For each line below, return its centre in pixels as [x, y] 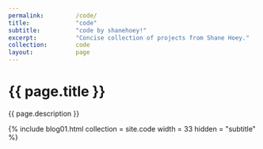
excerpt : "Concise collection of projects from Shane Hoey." [129, 38]
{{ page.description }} [44, 113]
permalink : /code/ [53, 15]
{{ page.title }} [57, 92]
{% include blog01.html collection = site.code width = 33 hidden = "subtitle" [132, 128]
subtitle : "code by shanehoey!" [78, 30]
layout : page [49, 52]
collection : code [49, 45]
